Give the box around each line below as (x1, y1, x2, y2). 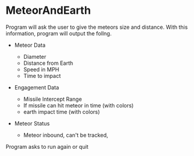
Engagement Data (14, 83, 60, 91)
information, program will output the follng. (5, 29, 112, 37)
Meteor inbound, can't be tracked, (23, 131, 108, 139)
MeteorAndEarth (5, 4, 91, 17)
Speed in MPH (23, 65, 60, 73)
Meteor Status (14, 119, 50, 127)
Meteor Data (14, 41, 46, 49)
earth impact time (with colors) (23, 108, 100, 115)
